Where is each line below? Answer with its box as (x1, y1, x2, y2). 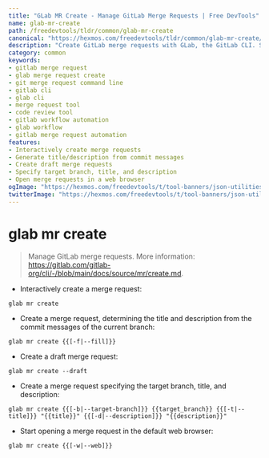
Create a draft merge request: (19, 352, 118, 361)
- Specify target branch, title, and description (8, 168, 178, 176)
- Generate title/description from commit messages (8, 153, 184, 161)
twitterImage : (8, 190, 56, 199)
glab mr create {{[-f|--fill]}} (8, 337, 116, 345)
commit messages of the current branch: (19, 322, 155, 331)
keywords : (8, 57, 42, 65)
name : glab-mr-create (8, 19, 81, 27)
